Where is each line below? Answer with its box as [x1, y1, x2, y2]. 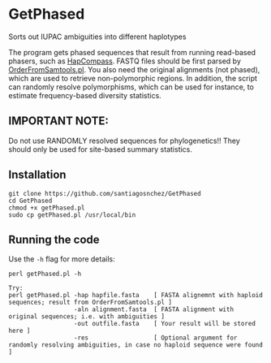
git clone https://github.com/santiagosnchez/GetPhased [8, 189, 201, 197]
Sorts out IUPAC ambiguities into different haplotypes [8, 32, 187, 41]
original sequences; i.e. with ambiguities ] [8, 313, 165, 321]
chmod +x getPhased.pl [8, 204, 85, 212]
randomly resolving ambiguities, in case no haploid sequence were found [8, 341, 264, 349]
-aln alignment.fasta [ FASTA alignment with [73, 305, 234, 313]
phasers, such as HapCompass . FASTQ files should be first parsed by [8, 56, 242, 66]
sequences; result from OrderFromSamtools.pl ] [8, 298, 173, 307]
